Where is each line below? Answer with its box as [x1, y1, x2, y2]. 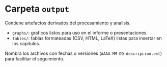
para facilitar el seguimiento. [5, 55, 65, 61]
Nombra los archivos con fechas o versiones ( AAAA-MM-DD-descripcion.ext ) [5, 50, 162, 56]
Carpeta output [5, 3, 70, 15]
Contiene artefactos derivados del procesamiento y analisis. [5, 20, 131, 26]
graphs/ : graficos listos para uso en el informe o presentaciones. [12, 29, 148, 36]
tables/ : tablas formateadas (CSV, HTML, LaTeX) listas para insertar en [12, 35, 162, 41]
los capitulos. [12, 40, 40, 46]
